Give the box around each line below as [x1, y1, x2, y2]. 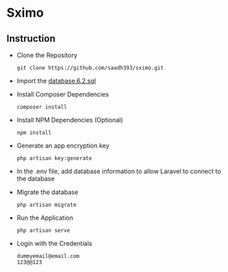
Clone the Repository [16, 51, 78, 59]
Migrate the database [16, 188, 79, 196]
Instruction [6, 33, 56, 45]
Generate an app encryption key [16, 141, 109, 150]
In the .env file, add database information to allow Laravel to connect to [16, 167, 221, 175]
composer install [16, 104, 68, 111]
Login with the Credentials [16, 239, 92, 248]
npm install [16, 129, 52, 136]
